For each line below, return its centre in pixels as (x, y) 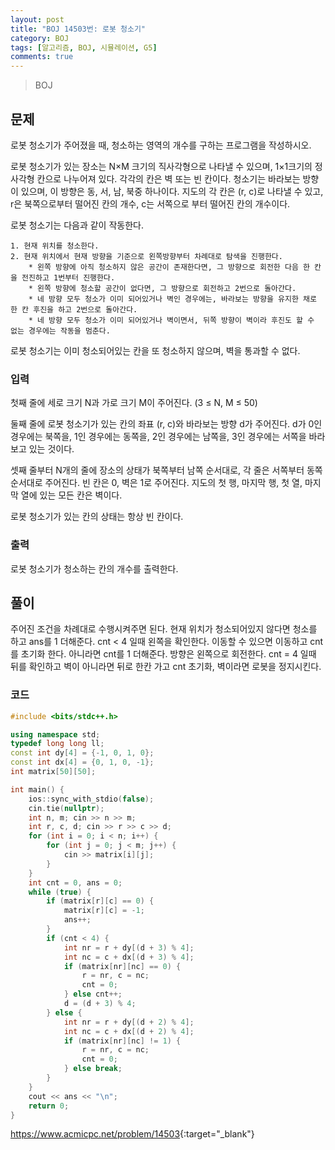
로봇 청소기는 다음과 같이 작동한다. (77, 225)
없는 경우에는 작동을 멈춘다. (60, 331)
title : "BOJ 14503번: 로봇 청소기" (78, 29)
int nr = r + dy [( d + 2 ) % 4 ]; (129, 1022)
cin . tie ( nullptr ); (66, 808)
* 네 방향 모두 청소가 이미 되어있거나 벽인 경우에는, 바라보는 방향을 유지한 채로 (172, 299)
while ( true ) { (60, 892)
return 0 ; (49, 1106)
